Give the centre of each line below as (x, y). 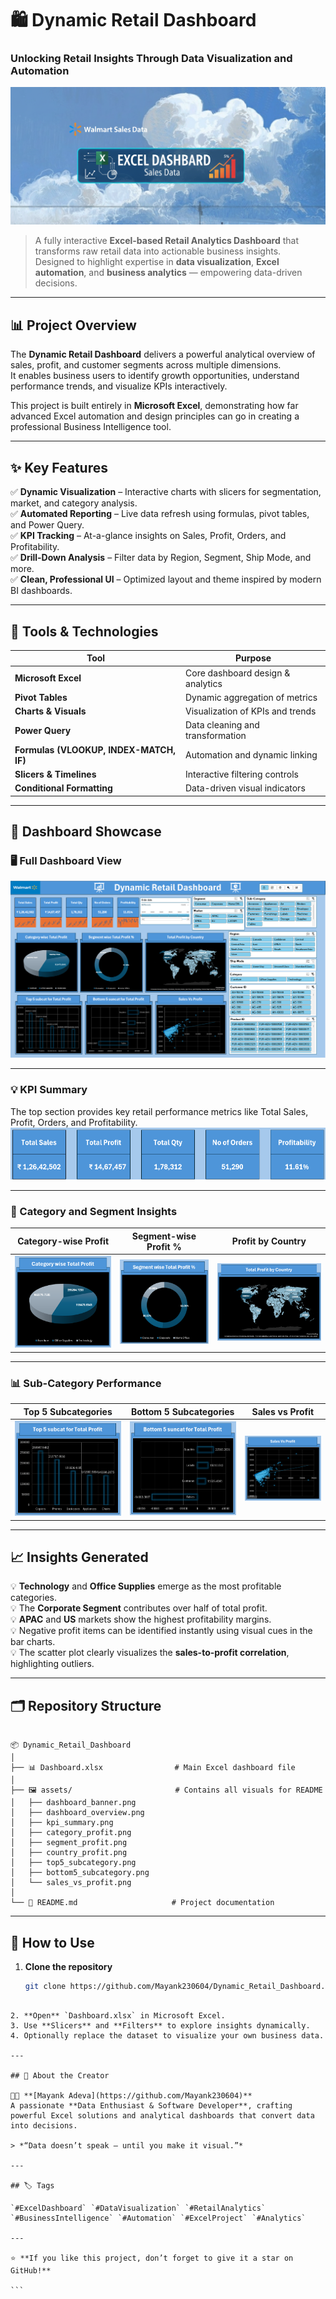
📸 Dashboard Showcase (86, 832)
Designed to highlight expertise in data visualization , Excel (157, 262)
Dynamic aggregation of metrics (251, 697)
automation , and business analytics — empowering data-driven (168, 273)
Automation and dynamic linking (251, 755)
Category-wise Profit (63, 1241)
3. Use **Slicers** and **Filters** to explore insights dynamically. (160, 2025)
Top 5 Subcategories (68, 1411)
